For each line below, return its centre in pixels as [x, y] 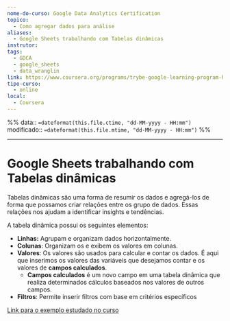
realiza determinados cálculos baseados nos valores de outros [115, 282]
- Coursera [29, 103]
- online [26, 90]
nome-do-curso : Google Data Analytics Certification [84, 13]
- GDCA [23, 58]
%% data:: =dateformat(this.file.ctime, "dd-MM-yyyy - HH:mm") [99, 122]
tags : [15, 52]
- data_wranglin [36, 71]
